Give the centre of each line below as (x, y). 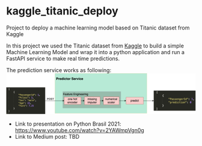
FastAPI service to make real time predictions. (63, 58)
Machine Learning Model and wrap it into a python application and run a (96, 52)
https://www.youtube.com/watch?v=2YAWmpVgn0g (79, 130)
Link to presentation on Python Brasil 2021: (68, 124)
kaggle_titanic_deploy (62, 11)
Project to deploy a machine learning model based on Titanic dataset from (98, 28)
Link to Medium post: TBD (47, 136)
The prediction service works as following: (59, 70)
